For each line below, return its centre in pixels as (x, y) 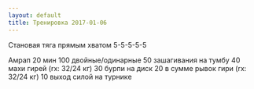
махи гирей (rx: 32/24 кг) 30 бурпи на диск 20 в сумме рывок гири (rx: (127, 68)
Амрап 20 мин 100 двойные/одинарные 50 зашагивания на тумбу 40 (124, 60)
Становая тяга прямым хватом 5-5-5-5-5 (77, 44)
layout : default (35, 15)
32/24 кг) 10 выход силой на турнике (70, 77)
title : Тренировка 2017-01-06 (58, 23)
